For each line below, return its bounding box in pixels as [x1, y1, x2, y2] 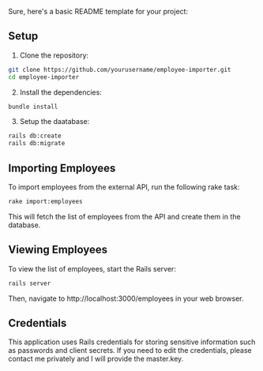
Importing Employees [8, 161, 116, 174]
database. [8, 220, 41, 230]
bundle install [8, 103, 58, 111]
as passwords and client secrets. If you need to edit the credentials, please [8, 346, 253, 355]
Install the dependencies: [19, 87, 103, 97]
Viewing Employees [8, 243, 108, 257]
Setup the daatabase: [19, 117, 90, 126]
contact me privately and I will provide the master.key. [8, 354, 184, 364]
